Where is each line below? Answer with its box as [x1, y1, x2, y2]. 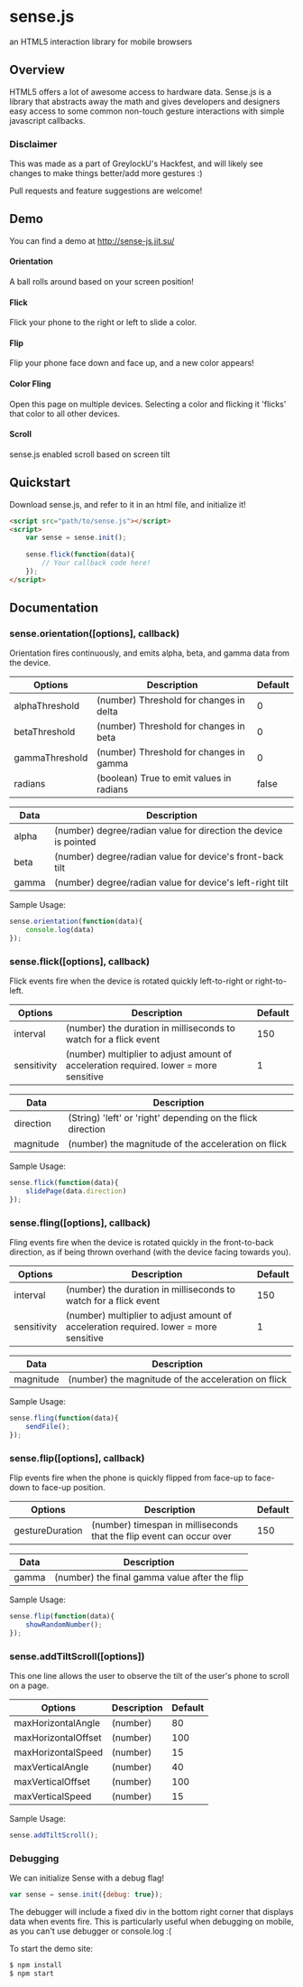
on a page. [9, 1680, 50, 1691]
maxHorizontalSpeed [14, 1746, 104, 1758]
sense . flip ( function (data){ [9, 1612, 115, 1621]
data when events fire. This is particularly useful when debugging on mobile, [9, 1917, 294, 1927]
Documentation [9, 601, 99, 616]
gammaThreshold [14, 751, 88, 764]
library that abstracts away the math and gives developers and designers [9, 96, 280, 107]
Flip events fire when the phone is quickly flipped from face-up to [9, 1472, 253, 1483]
